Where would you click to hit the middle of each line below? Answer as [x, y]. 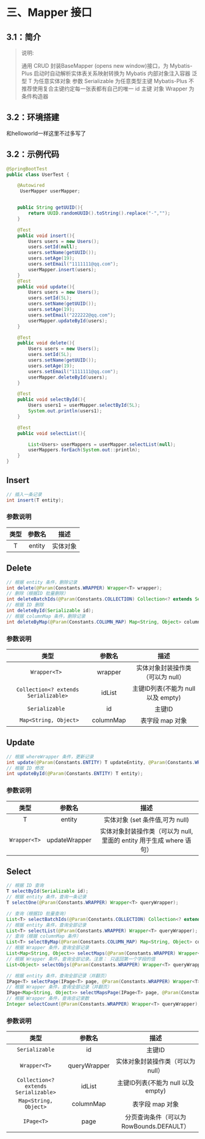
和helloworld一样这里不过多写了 [46, 133]
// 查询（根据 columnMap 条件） [44, 936]
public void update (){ [46, 287]
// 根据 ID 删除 [25, 605]
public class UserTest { [38, 175]
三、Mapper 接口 [49, 13]
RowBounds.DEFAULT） [156, 1126]
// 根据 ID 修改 [25, 768]
